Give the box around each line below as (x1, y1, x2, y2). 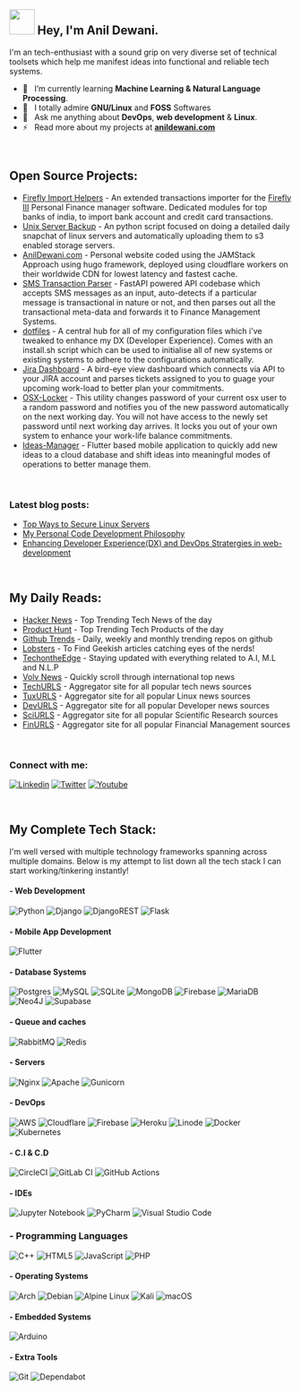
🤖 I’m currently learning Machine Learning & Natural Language (21, 82, 262, 94)
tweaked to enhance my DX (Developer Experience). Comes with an (21, 335, 273, 346)
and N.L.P (21, 662, 59, 673)
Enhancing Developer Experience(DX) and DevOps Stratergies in (21, 537, 262, 548)
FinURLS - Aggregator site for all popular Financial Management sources (21, 718, 291, 730)
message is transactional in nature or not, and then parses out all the (21, 296, 276, 307)
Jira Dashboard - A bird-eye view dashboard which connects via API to (21, 364, 285, 374)
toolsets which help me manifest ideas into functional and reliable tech (9, 56, 270, 67)
